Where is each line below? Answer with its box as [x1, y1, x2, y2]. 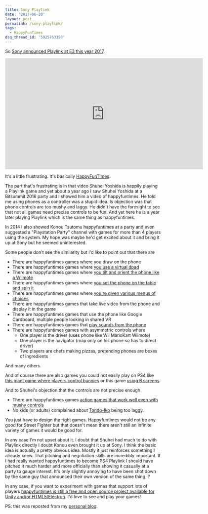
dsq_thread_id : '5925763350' [5, 35, 65, 40]
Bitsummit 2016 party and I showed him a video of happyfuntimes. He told [5, 193, 156, 199]
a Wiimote [12, 275, 33, 280]
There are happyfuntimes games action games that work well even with [12, 396, 158, 402]
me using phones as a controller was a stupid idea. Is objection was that [5, 198, 152, 204]
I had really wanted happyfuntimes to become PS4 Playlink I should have [5, 458, 153, 464]
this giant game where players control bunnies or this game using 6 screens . [5, 377, 161, 383]
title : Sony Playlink [5, 7, 50, 12]
